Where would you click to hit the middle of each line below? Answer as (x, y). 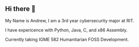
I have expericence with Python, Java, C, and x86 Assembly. (66, 30)
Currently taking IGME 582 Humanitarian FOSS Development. (67, 39)
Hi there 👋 (20, 9)
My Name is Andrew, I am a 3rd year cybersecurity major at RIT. (70, 20)
